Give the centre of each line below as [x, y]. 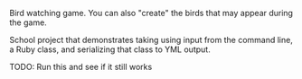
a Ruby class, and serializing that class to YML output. [110, 49]
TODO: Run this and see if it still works [81, 67]
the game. [28, 22]
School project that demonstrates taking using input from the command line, [151, 40]
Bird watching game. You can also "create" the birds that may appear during [151, 13]
